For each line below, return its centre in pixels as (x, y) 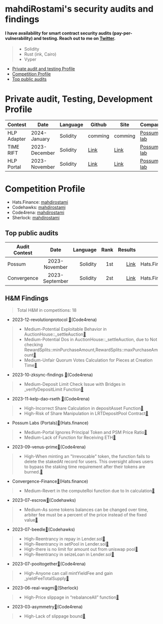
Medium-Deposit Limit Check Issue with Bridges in (75, 384)
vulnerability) (19, 38)
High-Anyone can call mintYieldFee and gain (68, 573)
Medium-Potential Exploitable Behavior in (65, 329)
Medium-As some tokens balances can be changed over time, (86, 510)
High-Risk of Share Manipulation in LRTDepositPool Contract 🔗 (86, 413)
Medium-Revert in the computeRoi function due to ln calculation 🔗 (90, 491)
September (56, 281)
